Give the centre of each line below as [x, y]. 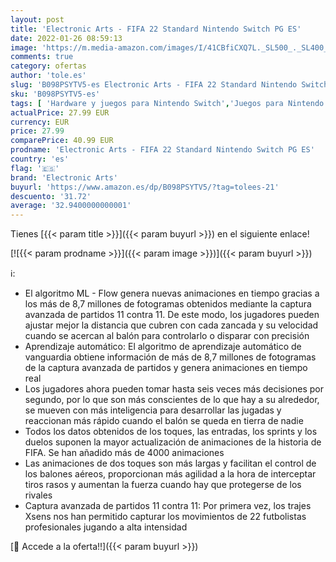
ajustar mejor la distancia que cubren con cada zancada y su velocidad [171, 325]
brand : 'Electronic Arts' [64, 177]
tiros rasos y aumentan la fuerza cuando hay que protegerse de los [163, 485]
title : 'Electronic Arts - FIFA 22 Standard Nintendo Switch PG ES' [156, 29]
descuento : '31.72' [51, 196]
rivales [38, 495]
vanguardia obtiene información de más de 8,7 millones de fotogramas [170, 357]
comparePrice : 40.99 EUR [62, 141]
